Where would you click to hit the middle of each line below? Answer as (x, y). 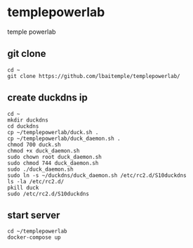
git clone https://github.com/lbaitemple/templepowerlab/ (94, 76)
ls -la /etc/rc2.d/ (36, 181)
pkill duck (23, 188)
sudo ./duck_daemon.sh (40, 169)
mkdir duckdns (28, 120)
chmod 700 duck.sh (34, 145)
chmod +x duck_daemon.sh (44, 151)
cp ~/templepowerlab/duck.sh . (53, 132)
